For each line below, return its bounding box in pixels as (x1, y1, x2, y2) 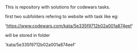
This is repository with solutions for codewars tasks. (5, 4, 111, 10)
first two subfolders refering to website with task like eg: (5, 14, 119, 19)
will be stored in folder (5, 33, 50, 38)
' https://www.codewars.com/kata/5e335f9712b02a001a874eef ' (5, 23, 134, 29)
